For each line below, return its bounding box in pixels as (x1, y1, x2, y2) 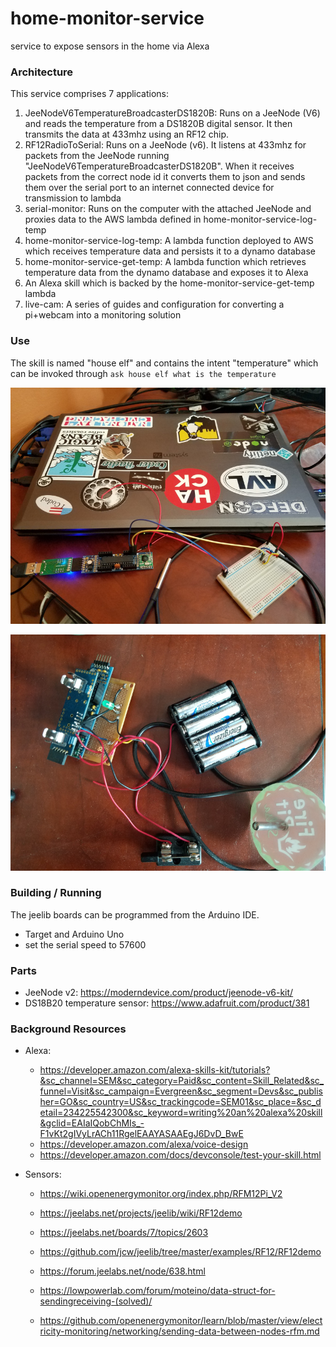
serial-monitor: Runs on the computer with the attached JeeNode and (24, 203, 312, 215)
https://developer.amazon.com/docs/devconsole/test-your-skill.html (39, 1149, 322, 1161)
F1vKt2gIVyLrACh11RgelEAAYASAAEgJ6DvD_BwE (39, 1128, 244, 1140)
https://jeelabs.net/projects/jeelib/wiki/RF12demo (39, 1207, 243, 1219)
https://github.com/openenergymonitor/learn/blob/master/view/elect (39, 1315, 323, 1327)
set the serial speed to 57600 (24, 938, 147, 951)
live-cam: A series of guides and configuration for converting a (24, 298, 285, 311)
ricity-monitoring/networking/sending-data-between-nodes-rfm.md (39, 1325, 320, 1337)
